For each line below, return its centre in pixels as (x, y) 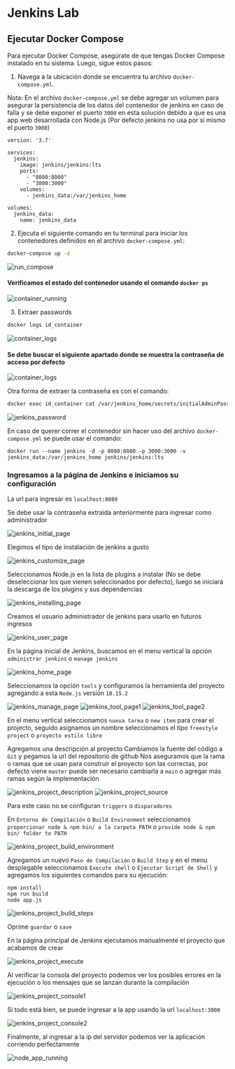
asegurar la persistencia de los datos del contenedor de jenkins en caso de (115, 105)
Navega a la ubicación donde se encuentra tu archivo (94, 76)
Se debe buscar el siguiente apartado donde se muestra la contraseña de (116, 354)
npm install (24, 888)
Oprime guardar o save (40, 927)
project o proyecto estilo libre (55, 735)
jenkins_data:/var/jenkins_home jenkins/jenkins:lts (86, 457)
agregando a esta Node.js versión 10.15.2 (67, 693)
